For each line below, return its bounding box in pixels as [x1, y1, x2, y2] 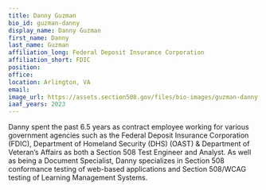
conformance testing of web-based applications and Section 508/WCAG [8, 165, 247, 174]
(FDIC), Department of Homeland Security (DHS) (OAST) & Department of [8, 139, 250, 149]
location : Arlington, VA [8, 78, 91, 86]
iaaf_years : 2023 [8, 100, 66, 108]
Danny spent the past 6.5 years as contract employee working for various [8, 122, 249, 132]
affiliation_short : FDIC [8, 56, 91, 64]
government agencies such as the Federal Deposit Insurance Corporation [8, 130, 249, 140]
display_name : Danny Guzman [8, 26, 102, 34]
